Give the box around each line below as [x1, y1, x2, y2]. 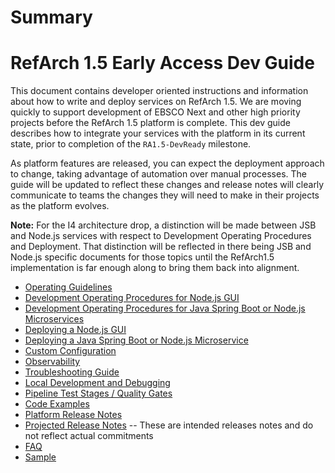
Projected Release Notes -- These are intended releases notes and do [24, 419, 314, 431]
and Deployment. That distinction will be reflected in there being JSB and [10, 241, 312, 253]
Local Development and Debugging [24, 377, 171, 389]
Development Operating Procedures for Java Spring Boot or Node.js [24, 302, 306, 315]
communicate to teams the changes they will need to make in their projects [10, 189, 320, 201]
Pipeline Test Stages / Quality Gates [24, 387, 173, 400]
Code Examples [24, 398, 90, 410]
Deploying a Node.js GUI [24, 324, 127, 336]
